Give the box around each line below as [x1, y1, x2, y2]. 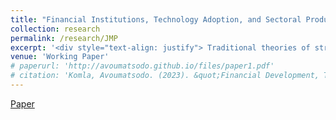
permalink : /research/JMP [10, 33, 118, 43]
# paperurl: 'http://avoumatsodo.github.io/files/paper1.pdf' [10, 61, 275, 71]
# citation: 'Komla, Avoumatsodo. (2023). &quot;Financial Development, [10, 71, 320, 81]
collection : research [10, 24, 101, 34]
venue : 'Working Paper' [10, 52, 110, 62]
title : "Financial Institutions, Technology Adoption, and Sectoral [10, 14, 302, 25]
